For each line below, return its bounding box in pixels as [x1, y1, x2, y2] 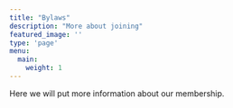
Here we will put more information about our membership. [9, 87, 225, 99]
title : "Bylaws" [9, 13, 70, 22]
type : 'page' [9, 38, 59, 48]
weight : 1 [25, 64, 63, 73]
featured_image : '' [9, 30, 83, 39]
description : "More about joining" [9, 22, 144, 31]
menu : [9, 47, 30, 56]
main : [17, 55, 39, 64]
